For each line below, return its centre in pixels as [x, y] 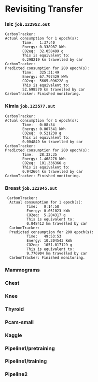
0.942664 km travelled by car [53, 171]
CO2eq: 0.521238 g [42, 133]
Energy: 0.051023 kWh [48, 211]
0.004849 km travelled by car [53, 142]
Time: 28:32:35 [40, 154]
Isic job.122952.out [28, 24]
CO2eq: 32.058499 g [43, 51]
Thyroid [14, 309]
